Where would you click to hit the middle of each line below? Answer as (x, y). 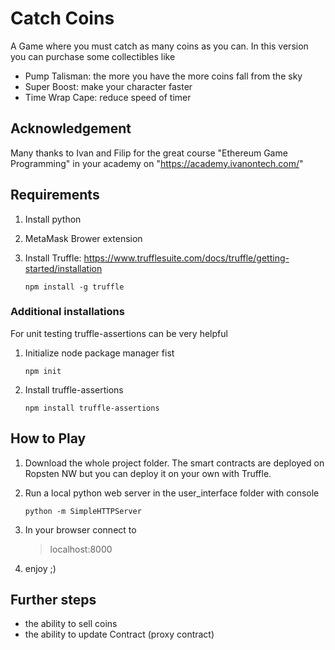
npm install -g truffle (74, 287)
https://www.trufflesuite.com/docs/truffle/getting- (186, 258)
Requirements (55, 195)
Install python (53, 219)
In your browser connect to (80, 529)
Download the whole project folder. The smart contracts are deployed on (174, 463)
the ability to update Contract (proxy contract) (119, 634)
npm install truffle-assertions (92, 408)
